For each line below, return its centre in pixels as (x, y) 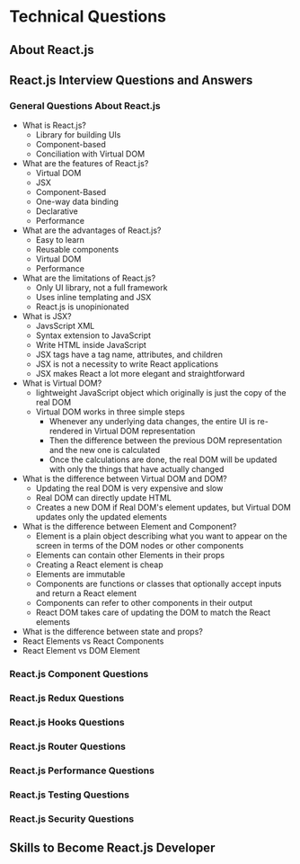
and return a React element (86, 593)
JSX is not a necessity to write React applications (127, 364)
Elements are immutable (80, 575)
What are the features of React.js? (85, 164)
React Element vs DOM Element (81, 651)
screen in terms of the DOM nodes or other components (140, 546)
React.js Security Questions (72, 818)
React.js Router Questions (67, 746)
